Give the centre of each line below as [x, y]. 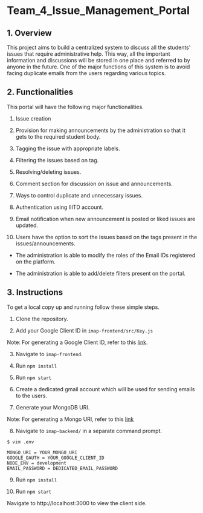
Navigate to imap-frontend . [49, 354]
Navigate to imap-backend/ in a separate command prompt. [89, 431]
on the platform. [36, 262]
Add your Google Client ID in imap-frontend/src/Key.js [84, 330]
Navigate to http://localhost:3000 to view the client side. [77, 503]
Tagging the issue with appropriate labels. [68, 148]
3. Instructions [35, 292]
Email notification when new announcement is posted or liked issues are [105, 219]
